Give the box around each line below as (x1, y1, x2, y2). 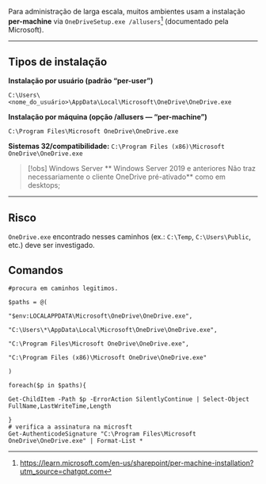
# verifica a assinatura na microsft (8, 423, 133, 431)
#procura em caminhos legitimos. (8, 284, 119, 292)
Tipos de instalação (8, 55, 108, 69)
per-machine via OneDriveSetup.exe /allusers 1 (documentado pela (8, 15, 229, 26)
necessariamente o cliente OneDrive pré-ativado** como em (27, 172, 226, 181)
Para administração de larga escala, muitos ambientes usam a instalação (8, 7, 245, 16)
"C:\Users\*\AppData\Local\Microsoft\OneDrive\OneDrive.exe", (8, 326, 218, 334)
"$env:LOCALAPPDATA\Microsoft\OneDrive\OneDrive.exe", (8, 312, 193, 320)
